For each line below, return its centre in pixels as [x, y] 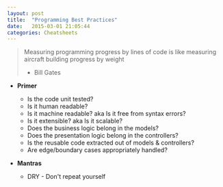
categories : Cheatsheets [42, 33]
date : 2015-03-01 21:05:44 [49, 26]
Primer [27, 86]
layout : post [26, 13]
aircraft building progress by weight [74, 60]
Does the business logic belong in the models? [93, 128]
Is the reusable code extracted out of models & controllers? [111, 143]
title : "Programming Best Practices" [62, 20]
